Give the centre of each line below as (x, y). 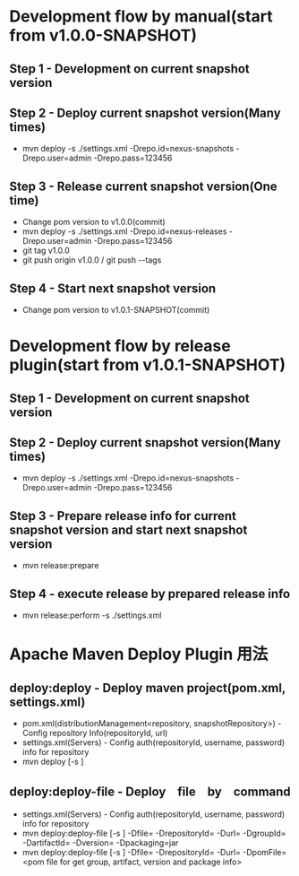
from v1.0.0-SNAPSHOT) (103, 35)
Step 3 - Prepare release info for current (123, 516)
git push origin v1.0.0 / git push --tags (92, 260)
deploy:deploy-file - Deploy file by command (150, 792)
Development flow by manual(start (141, 17)
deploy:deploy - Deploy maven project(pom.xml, (148, 688)
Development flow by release (120, 346)
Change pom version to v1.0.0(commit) (94, 222)
